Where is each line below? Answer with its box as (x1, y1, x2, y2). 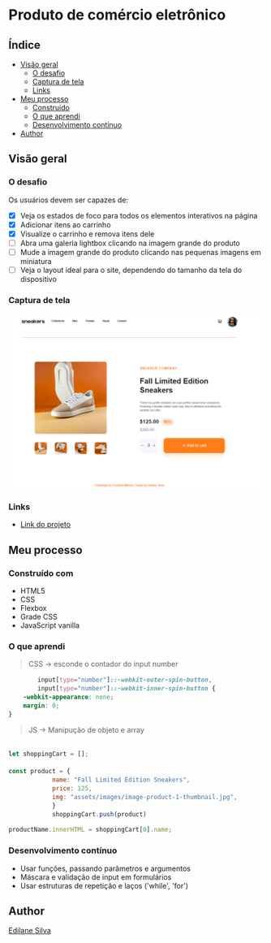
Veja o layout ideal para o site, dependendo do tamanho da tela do (19, 266, 243, 275)
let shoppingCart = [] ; (8, 750, 89, 759)
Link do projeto (19, 520, 71, 530)
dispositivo (19, 275, 57, 284)
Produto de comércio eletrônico (8, 6, 226, 24)
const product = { (8, 768, 71, 776)
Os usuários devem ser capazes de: (8, 195, 128, 205)
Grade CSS (19, 612, 58, 621)
